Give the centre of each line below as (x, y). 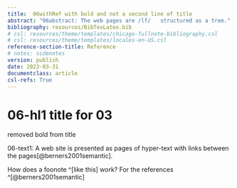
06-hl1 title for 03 (60, 115)
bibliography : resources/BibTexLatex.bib (70, 27)
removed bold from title (42, 135)
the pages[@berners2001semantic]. (60, 156)
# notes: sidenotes (36, 54)
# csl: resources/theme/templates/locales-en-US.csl (87, 40)
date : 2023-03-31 (33, 67)
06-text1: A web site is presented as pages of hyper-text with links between (118, 148)
